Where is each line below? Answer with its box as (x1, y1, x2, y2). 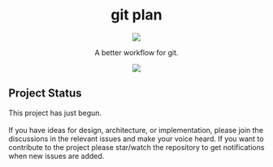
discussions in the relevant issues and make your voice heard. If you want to (8, 134, 264, 143)
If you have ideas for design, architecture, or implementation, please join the (8, 125, 264, 135)
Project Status (8, 87, 83, 101)
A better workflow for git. (94, 47, 179, 58)
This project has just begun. (8, 108, 102, 118)
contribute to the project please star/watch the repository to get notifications (8, 142, 265, 152)
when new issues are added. (8, 151, 105, 161)
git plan (110, 6, 162, 24)
